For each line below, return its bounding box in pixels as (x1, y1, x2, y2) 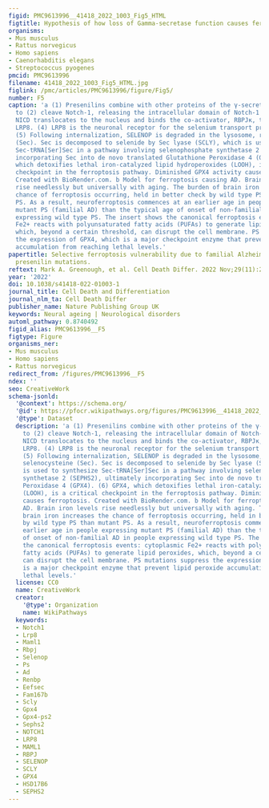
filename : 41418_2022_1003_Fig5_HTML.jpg (8, 79, 149, 87)
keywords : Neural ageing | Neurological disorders (8, 310, 181, 318)
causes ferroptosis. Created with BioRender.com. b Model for (22, 497, 235, 505)
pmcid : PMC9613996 (8, 71, 70, 79)
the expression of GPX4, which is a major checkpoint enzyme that (15, 236, 242, 244)
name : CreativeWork (15, 587, 81, 595)
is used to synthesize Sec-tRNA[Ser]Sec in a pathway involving (22, 467, 242, 475)
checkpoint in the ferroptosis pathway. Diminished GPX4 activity (15, 169, 242, 177)
